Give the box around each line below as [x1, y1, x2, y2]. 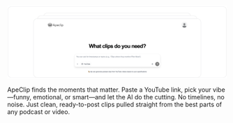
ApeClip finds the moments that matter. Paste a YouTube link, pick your [7, 85, 211, 94]
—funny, [7, 92, 32, 101]
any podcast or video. [7, 107, 70, 116]
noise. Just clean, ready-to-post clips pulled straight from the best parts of [7, 100, 222, 108]
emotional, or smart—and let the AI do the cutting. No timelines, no [33, 92, 225, 101]
